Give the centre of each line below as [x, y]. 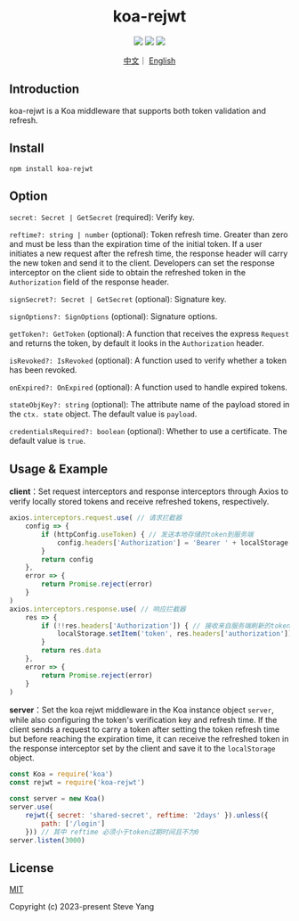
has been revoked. [43, 370]
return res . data [71, 651]
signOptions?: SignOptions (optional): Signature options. [113, 317]
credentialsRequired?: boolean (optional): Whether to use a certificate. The [148, 432]
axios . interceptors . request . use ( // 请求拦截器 [96, 518]
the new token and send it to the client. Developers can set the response [142, 263]
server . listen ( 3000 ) [48, 840]
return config [67, 559]
